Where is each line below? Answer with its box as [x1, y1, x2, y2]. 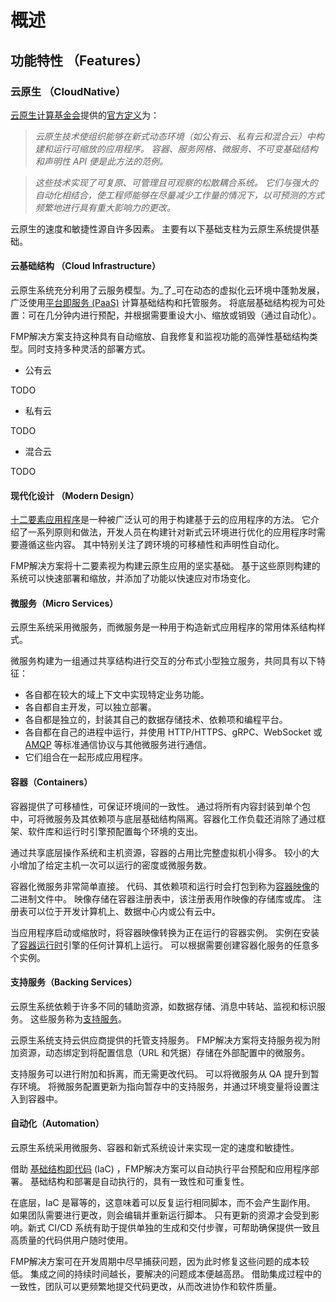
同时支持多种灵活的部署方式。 [27, 343, 151, 355]
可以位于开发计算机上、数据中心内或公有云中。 [27, 905, 221, 917]
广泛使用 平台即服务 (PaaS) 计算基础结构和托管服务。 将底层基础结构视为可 [10, 297, 317, 309]
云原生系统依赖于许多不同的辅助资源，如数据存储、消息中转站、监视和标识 [10, 1000, 317, 1012]
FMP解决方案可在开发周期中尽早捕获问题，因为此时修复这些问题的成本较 [10, 1256, 310, 1268]
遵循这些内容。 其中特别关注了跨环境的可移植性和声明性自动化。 [18, 539, 285, 551]
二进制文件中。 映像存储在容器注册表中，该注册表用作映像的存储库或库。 [10, 892, 311, 905]
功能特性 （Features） [10, 52, 149, 69]
